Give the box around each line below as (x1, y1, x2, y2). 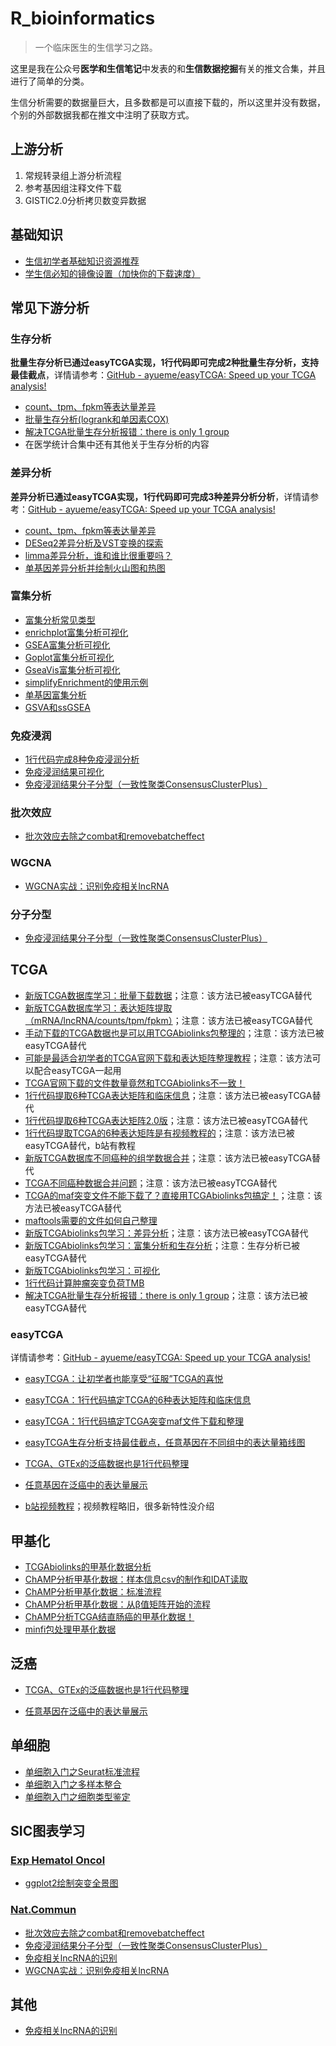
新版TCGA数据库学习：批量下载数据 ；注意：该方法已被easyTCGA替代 (24, 989, 313, 1001)
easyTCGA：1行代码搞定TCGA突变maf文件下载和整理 (24, 1415, 245, 1427)
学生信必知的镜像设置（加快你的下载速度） (24, 267, 201, 279)
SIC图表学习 (10, 1822, 86, 1839)
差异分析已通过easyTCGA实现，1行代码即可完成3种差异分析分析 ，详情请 (10, 490, 311, 502)
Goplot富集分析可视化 (24, 651, 115, 663)
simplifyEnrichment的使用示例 (24, 676, 149, 688)
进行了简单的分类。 (10, 75, 90, 87)
